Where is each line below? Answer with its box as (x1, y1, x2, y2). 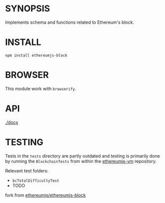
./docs (5, 119, 18, 125)
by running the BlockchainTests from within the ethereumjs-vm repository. (5, 158, 157, 164)
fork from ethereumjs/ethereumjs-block (5, 192, 86, 198)
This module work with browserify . (5, 85, 77, 91)
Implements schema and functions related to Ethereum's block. (5, 19, 134, 25)
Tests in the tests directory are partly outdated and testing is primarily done (5, 153, 160, 159)
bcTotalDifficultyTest (12, 178, 59, 183)
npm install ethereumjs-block (5, 53, 68, 58)
